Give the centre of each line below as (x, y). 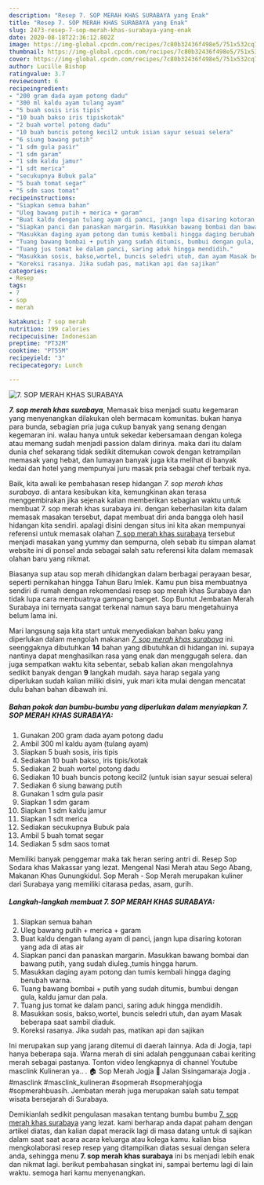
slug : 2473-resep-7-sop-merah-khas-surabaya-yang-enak (100, 30)
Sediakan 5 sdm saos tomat (65, 843)
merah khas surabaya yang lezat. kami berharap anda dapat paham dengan (131, 1122)
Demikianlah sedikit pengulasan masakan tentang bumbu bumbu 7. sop (123, 1114)
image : (20, 45)
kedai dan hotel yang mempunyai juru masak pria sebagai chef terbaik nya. (130, 468)
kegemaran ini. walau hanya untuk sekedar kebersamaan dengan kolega (125, 435)
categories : (28, 271)
